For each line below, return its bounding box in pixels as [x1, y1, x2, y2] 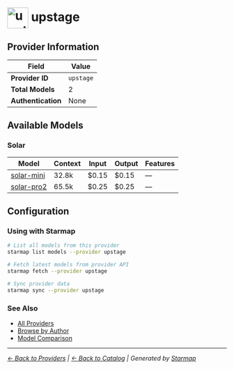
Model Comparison [17, 333, 73, 342]
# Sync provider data [7, 280, 70, 287]
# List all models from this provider [7, 242, 120, 249]
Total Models [10, 84, 55, 94]
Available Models [7, 119, 84, 132]
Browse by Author [17, 326, 70, 335]
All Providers [17, 319, 54, 327]
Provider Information [7, 40, 100, 52]
